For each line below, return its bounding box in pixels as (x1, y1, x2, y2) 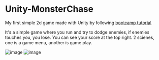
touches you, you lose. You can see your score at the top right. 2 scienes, (5, 34, 155, 40)
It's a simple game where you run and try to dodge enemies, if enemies (5, 29, 150, 35)
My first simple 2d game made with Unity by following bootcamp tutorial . (5, 20, 153, 26)
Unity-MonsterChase (5, 3, 94, 15)
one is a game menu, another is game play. (5, 39, 93, 45)
